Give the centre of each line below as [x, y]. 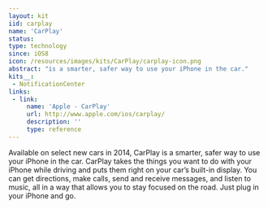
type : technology [38, 46]
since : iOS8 [28, 54]
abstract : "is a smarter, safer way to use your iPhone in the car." [129, 69]
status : [22, 39]
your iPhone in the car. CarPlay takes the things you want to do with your [130, 161]
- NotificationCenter [48, 84]
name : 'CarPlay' [36, 31]
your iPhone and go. [42, 195]
